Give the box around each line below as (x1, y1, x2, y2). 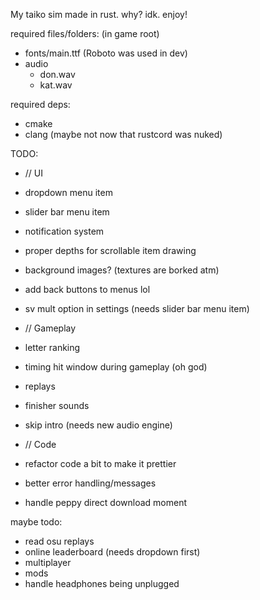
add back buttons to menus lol (24, 284, 151, 295)
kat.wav (39, 79, 73, 91)
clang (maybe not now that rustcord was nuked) (24, 129, 223, 140)
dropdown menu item (24, 187, 113, 198)
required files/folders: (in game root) (10, 28, 160, 39)
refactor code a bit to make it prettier (24, 458, 177, 469)
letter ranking (24, 342, 81, 353)
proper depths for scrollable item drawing (24, 245, 197, 256)
